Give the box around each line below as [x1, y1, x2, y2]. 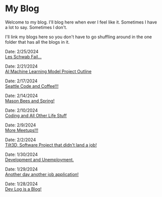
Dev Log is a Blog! [5, 186, 42, 192]
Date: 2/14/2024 [5, 93, 38, 98]
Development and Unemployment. [5, 156, 74, 162]
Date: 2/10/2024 [5, 107, 38, 113]
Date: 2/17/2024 [5, 78, 38, 84]
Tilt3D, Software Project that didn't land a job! [5, 142, 97, 148]
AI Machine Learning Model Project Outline [5, 68, 92, 74]
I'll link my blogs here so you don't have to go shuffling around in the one [5, 34, 152, 40]
